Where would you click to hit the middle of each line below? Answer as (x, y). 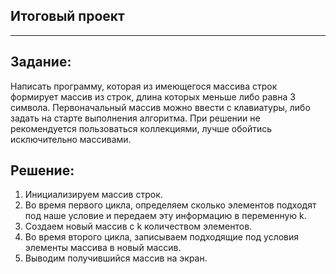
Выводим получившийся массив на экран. (116, 258)
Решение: (42, 170)
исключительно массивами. (71, 139)
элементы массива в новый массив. (103, 248)
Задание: (41, 62)
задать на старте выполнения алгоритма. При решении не (135, 118)
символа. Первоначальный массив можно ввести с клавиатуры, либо (160, 107)
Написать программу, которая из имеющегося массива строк (144, 86)
